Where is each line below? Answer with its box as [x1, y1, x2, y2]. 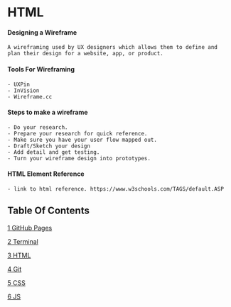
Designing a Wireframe [7, 28, 77, 36]
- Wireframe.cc [7, 93, 53, 100]
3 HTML [7, 251, 31, 259]
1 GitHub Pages [7, 223, 53, 232]
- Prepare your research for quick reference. [7, 130, 148, 137]
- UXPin [7, 81, 31, 88]
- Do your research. [7, 123, 69, 131]
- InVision [7, 86, 40, 94]
